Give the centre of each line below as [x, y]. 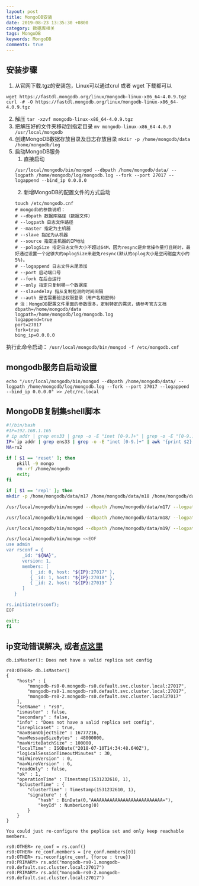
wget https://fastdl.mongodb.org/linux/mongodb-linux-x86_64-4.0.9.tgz [96, 97]
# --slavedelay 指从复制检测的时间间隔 [59, 291]
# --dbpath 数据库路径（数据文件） [54, 216]
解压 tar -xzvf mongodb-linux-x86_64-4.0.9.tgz [74, 118]
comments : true [25, 45]
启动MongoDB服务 [37, 151]
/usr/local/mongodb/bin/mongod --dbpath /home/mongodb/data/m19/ [88, 528]
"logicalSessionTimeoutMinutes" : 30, [65, 754]
